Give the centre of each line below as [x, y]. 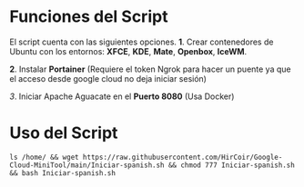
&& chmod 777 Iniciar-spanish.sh [232, 165]
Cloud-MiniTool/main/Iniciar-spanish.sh [87, 165]
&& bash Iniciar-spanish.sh [63, 173]
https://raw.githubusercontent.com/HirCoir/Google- [182, 157]
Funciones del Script [89, 17]
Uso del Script [64, 133]
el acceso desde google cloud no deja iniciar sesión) [108, 78]
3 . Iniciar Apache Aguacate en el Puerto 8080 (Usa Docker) [122, 96]
